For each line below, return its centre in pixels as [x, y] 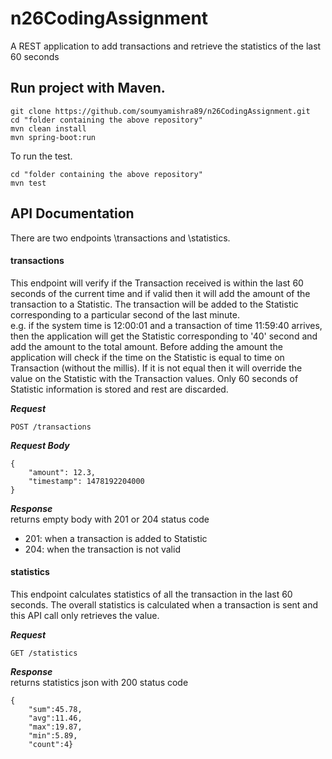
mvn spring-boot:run [53, 137]
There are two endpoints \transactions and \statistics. [120, 238]
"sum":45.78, [55, 709]
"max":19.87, [55, 727]
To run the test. [41, 156]
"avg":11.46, [55, 718]
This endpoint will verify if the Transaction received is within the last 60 [157, 283]
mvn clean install [48, 128]
